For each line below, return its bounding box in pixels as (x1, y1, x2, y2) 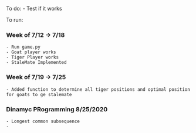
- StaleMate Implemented (6, 60, 67, 66)
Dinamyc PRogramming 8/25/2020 (6, 105, 108, 113)
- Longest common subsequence (6, 118, 80, 124)
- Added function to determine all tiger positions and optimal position (6, 86, 191, 93)
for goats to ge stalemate (6, 91, 72, 97)
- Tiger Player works (6, 54, 59, 60)
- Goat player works (6, 49, 57, 55)
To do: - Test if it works (6, 5, 63, 12)
